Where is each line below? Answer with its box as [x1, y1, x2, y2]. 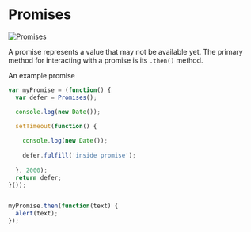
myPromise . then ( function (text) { [8, 202, 119, 211]
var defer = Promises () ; [15, 93, 97, 101]
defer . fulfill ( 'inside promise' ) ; [22, 152, 136, 160]
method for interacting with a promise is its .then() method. [8, 55, 203, 65]
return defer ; [15, 173, 62, 181]
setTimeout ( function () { [15, 123, 97, 131]
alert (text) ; [15, 210, 59, 218]
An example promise [8, 70, 75, 80]
